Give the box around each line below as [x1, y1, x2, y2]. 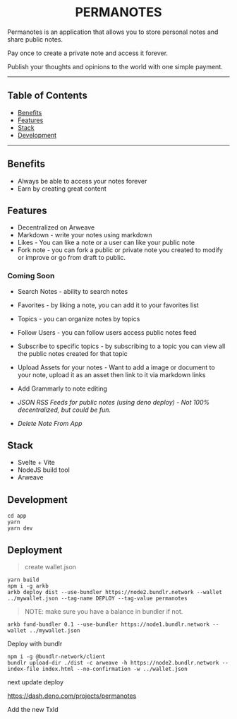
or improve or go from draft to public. [17, 254, 126, 262]
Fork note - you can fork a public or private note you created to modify [17, 246, 224, 254]
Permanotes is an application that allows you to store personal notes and [7, 28, 219, 36]
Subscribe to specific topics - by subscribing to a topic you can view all [17, 342, 226, 350]
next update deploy [7, 678, 64, 687]
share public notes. [7, 35, 63, 43]
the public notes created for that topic [17, 349, 128, 357]
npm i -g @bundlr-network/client [7, 653, 106, 660]
